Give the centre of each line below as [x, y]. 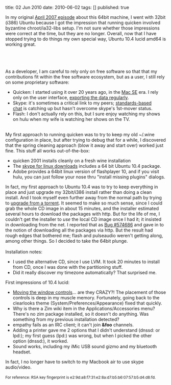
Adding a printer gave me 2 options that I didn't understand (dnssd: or [86, 330]
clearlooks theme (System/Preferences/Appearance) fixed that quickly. [87, 303]
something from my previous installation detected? [66, 319]
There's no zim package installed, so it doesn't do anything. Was [81, 314]
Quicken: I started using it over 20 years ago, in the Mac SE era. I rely [86, 92]
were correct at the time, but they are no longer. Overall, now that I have [81, 33]
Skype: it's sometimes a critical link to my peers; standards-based [82, 103]
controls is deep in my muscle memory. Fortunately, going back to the [86, 298]
